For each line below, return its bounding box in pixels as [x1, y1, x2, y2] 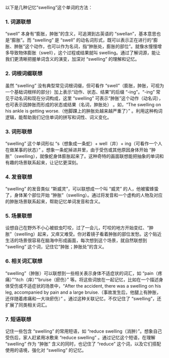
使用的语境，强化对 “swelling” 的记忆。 [5, 347, 87, 353]
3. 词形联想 [5, 128, 32, 135]
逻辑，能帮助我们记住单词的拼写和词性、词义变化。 [5, 114, 112, 120]
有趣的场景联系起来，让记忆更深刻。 [5, 159, 81, 166]
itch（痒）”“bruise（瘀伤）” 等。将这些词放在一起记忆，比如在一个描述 [16, 276, 159, 283]
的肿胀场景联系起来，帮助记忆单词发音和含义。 [5, 198, 103, 205]
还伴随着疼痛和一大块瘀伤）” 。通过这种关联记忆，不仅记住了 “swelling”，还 [5, 295, 162, 301]
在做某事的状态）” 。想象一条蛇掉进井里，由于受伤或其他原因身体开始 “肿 [5, 146, 156, 153]
